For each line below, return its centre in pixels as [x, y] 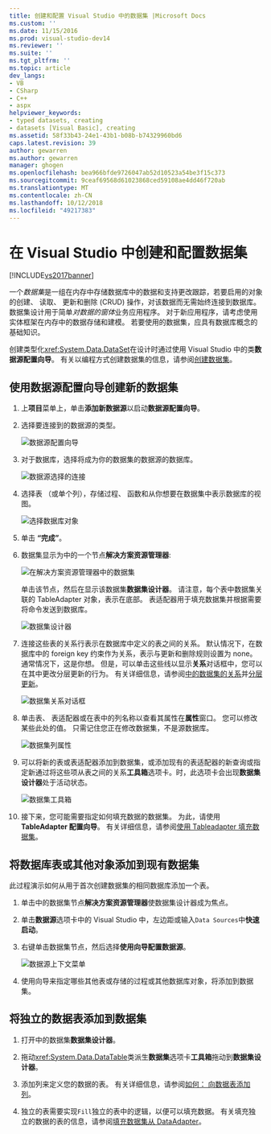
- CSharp [24, 91]
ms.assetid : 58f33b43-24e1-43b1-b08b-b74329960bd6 [96, 135]
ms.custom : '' [33, 23]
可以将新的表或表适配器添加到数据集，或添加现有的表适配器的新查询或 [137, 762]
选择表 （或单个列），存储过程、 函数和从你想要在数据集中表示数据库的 [137, 494]
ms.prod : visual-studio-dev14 [60, 38]
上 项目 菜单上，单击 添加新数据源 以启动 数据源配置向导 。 [112, 408]
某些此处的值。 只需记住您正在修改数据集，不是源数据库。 [117, 728]
